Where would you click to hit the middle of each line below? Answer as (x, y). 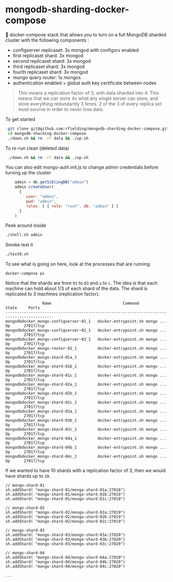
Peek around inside (26, 225)
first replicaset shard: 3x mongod (48, 56)
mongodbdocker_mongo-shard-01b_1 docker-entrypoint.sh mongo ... (86, 366)
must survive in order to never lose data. (61, 109)
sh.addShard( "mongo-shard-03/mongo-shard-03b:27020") (65, 540)
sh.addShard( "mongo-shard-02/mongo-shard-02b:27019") (65, 517)
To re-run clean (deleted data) (37, 148)
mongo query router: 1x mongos (47, 77)
